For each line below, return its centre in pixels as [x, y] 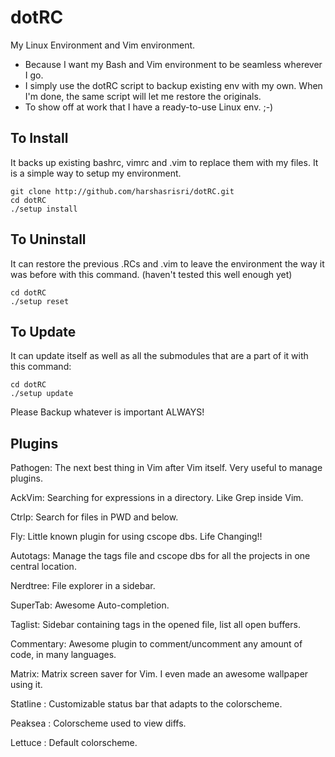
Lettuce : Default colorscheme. [74, 743]
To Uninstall [48, 239]
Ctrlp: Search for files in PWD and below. [94, 517]
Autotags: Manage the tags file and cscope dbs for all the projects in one [160, 556]
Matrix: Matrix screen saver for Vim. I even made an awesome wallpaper [159, 674]
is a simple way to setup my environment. [96, 173]
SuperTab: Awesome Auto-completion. [90, 605]
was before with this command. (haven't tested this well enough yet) [151, 274]
